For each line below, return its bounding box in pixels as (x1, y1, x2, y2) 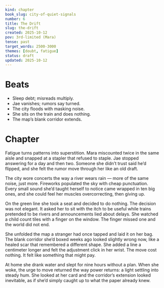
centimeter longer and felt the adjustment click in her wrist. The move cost (5, 247, 157, 253)
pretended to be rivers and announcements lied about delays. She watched (5, 211, 159, 217)
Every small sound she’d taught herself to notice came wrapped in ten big (5, 186, 155, 192)
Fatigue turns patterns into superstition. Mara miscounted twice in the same (5, 150, 160, 156)
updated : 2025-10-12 (5, 58, 48, 63)
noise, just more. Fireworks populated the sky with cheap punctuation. (5, 181, 148, 187)
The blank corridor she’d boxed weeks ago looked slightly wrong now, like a (5, 237, 160, 243)
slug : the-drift (5, 26, 39, 31)
